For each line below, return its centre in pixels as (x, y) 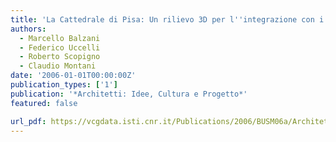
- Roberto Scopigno (60, 57)
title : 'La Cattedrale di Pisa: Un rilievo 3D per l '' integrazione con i (167, 19)
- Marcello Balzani (60, 38)
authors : (28, 29)
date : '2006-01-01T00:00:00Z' (73, 76)
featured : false (44, 103)
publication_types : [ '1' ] (64, 85)
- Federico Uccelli (60, 47)
